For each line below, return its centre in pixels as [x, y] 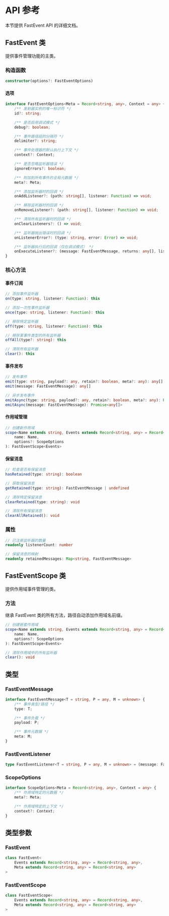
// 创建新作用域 [20, 428]
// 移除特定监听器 [22, 321]
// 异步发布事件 [20, 395]
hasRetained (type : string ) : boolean [44, 474]
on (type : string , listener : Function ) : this [53, 299]
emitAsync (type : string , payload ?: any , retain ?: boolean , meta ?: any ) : [83, 400]
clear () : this [20, 354]
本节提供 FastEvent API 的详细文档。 [43, 25]
